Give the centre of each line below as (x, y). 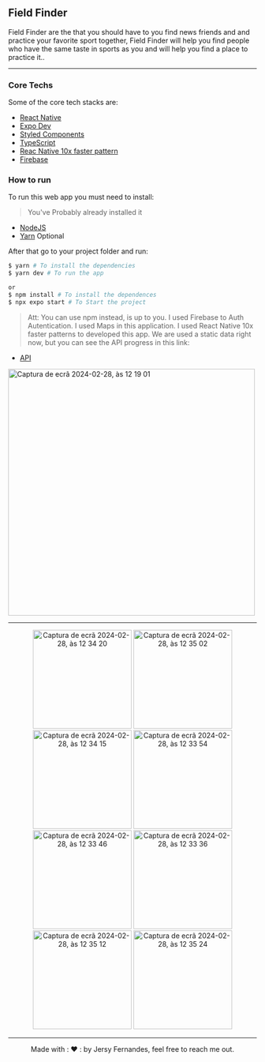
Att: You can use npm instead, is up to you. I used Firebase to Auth (136, 317)
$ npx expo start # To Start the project (77, 302)
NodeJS (33, 227)
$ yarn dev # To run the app (56, 273)
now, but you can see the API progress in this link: (108, 342)
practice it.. (26, 57)
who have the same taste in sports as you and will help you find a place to (128, 49)
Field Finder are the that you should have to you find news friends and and (129, 32)
